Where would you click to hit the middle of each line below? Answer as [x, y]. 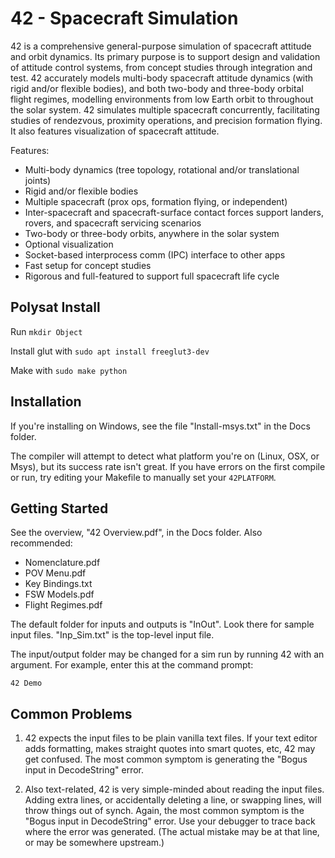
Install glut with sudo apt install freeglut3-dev [110, 351]
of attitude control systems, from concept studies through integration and [161, 67]
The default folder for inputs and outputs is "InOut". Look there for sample [162, 624]
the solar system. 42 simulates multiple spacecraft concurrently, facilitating [165, 109]
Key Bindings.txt [58, 584]
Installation [46, 402]
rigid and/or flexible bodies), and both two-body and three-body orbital [157, 88]
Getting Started [59, 508]
